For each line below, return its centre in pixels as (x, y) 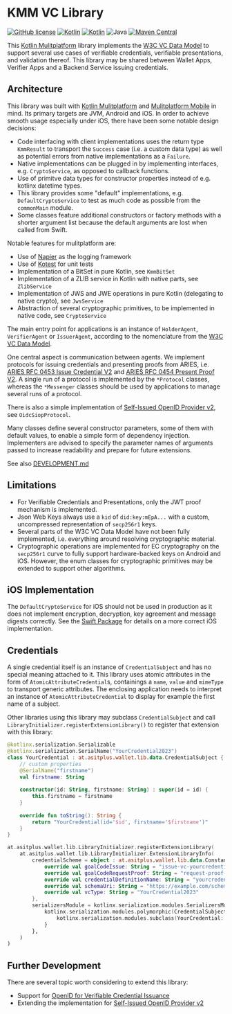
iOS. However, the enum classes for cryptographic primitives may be (115, 561)
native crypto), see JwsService (60, 301)
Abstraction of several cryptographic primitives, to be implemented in (116, 308)
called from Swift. (42, 229)
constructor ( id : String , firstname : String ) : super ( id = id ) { (114, 790)
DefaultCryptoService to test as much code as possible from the (109, 200)
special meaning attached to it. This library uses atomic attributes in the (109, 675)
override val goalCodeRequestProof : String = (110, 873)
